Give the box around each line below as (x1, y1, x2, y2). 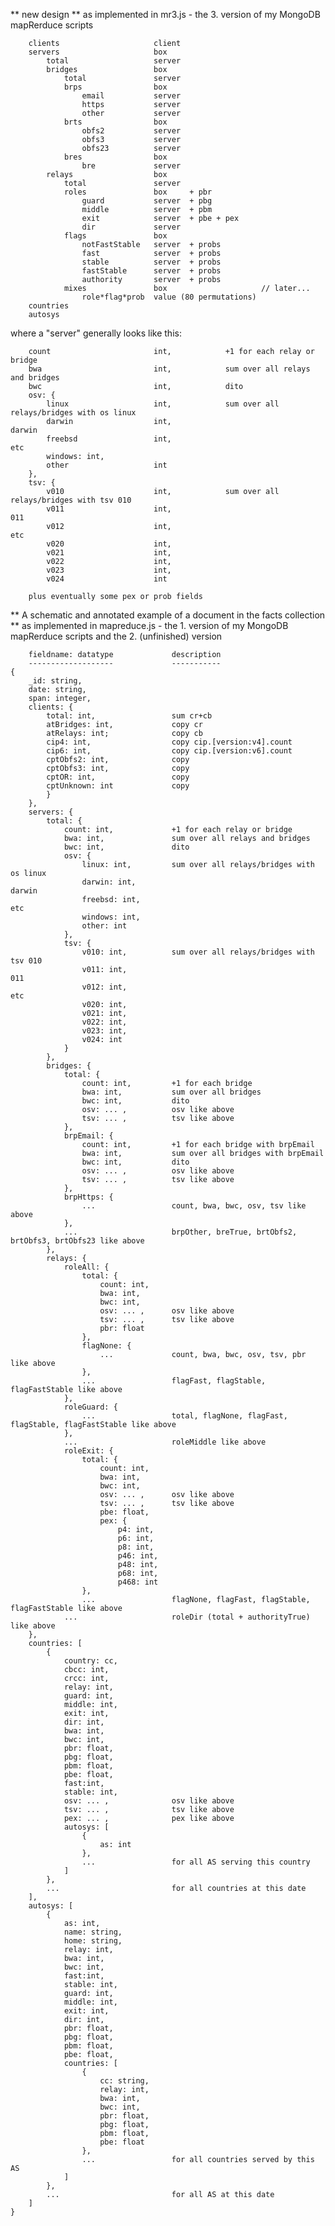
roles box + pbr (63, 187, 213, 197)
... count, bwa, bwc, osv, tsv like (81, 1201, 307, 1211)
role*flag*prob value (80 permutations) (81, 292, 257, 302)
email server (81, 91, 182, 101)
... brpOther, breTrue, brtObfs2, (63, 1227, 298, 1237)
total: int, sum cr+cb (46, 711, 213, 721)
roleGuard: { (63, 1402, 118, 1412)
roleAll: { (63, 1262, 110, 1272)
